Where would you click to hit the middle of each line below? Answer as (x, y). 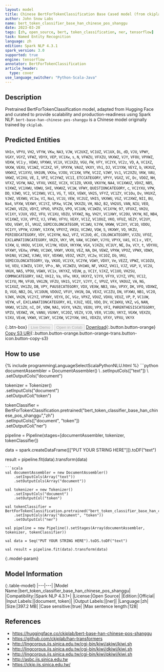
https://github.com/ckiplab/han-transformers (57, 638)
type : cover (22, 73)
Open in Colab (69, 327)
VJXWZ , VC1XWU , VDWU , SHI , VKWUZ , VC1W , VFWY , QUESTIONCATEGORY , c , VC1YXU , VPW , (80, 188)
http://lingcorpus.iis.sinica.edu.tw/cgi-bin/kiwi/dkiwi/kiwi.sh (72, 649)
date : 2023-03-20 (23, 28)
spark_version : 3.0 (25, 50)
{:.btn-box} (16, 327)
